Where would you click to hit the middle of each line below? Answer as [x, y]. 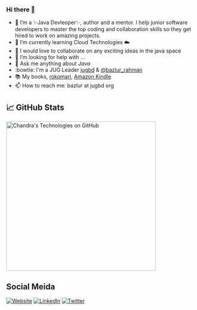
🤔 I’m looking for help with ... [50, 57]
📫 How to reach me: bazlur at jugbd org [64, 85]
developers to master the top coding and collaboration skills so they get [103, 29]
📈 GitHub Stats [35, 107]
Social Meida [31, 286]
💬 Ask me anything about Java [53, 64]
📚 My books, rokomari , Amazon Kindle [63, 76]
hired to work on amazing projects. [58, 36]
